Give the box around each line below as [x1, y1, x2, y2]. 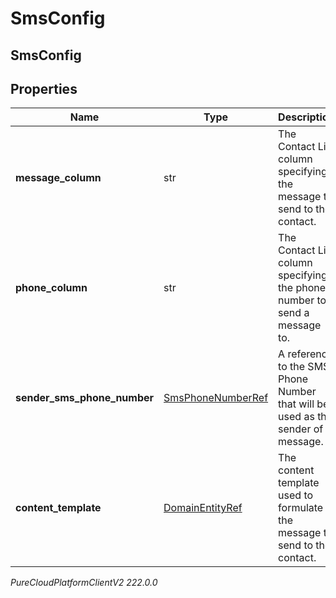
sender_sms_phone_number [15, 391, 155, 405]
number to [278, 293, 327, 307]
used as [278, 410, 315, 424]
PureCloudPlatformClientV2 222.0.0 [10, 577, 158, 589]
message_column [15, 171, 102, 185]
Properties [10, 80, 78, 97]
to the [278, 360, 306, 374]
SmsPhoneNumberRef [163, 391, 269, 405]
